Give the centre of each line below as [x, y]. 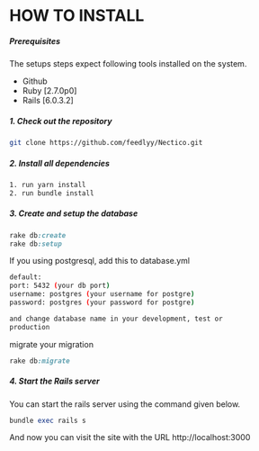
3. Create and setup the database [74, 213]
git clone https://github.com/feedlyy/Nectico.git [106, 143]
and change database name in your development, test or [116, 319]
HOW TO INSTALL [77, 16]
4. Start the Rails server [55, 381]
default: [26, 277]
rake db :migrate [40, 361]
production [30, 327]
